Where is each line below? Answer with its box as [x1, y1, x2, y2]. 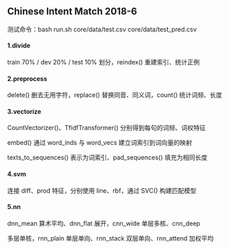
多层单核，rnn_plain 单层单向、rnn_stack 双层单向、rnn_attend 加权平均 [7, 234, 214, 242]
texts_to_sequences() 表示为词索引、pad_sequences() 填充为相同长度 [7, 153, 208, 162]
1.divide [7, 41, 31, 50]
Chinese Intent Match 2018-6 [7, 6, 138, 17]
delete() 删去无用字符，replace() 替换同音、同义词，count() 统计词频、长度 [7, 91, 223, 99]
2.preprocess [7, 74, 47, 83]
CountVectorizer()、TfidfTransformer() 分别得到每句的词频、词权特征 [7, 124, 206, 132]
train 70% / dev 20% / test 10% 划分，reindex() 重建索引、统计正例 [7, 58, 200, 66]
